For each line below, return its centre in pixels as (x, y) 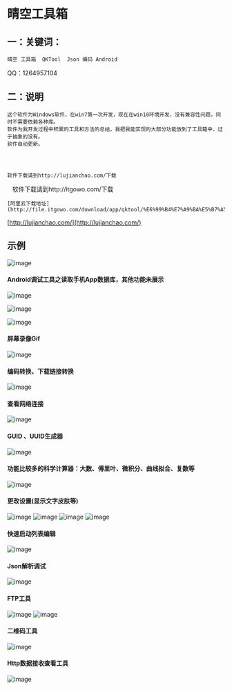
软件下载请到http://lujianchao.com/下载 (62, 175)
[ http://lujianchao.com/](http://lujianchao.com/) (74, 222)
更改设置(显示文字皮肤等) (43, 501)
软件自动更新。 (25, 144)
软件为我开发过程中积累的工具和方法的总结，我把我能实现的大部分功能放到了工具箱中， (113, 129)
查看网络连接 (25, 403)
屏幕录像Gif (23, 338)
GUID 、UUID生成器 (35, 437)
